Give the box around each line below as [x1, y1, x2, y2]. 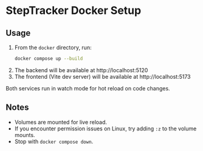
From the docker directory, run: [14, 44, 92, 51]
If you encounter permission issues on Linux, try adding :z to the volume [14, 125, 197, 132]
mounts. [14, 131, 35, 138]
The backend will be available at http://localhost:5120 [14, 66, 148, 73]
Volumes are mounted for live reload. [14, 118, 108, 126]
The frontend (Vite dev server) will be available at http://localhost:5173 [14, 73, 191, 80]
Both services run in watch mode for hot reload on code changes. [5, 84, 171, 92]
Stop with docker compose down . [14, 138, 94, 145]
